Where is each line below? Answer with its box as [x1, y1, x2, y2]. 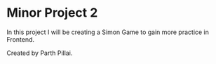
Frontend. [6, 35, 35, 43]
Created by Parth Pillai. [6, 49, 73, 57]
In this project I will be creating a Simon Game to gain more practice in [6, 28, 210, 36]
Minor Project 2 [6, 5, 98, 21]
